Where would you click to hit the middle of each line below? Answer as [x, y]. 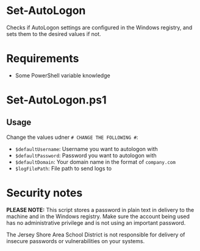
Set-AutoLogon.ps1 [56, 100]
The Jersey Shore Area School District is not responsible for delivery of [96, 235]
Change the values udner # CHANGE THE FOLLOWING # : [72, 137]
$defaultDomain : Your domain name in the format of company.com [95, 161]
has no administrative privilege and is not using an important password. [96, 222]
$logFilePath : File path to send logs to [63, 168]
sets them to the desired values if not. [54, 34]
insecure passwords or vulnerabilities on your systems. [76, 241]
